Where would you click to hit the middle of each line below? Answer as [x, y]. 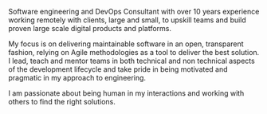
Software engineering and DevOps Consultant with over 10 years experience [134, 12]
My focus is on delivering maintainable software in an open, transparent [126, 44]
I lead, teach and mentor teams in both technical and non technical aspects [132, 61]
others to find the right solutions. [62, 102]
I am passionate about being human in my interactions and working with [126, 93]
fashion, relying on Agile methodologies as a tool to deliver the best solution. [134, 52]
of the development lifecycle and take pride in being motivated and [118, 69]
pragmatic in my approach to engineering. [77, 78]
